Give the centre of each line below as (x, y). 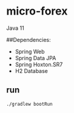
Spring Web (30, 51)
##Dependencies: (29, 39)
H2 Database (32, 70)
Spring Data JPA (35, 58)
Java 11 (15, 28)
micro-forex (37, 11)
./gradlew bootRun (29, 104)
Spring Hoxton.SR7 (39, 64)
